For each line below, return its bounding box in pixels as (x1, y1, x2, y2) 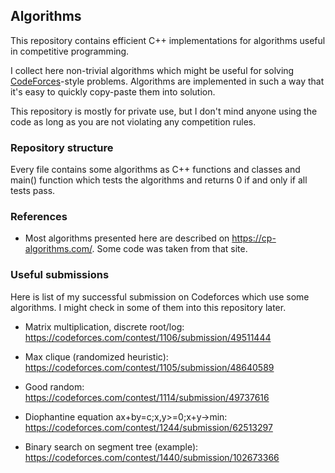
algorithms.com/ (24, 243, 93, 255)
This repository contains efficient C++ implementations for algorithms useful (10, 34, 326, 46)
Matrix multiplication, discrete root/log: (24, 320, 185, 333)
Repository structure (10, 140, 114, 154)
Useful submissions (10, 268, 110, 282)
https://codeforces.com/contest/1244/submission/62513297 (24, 421, 273, 433)
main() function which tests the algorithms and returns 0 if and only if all (10, 174, 308, 186)
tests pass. (10, 185, 56, 197)
